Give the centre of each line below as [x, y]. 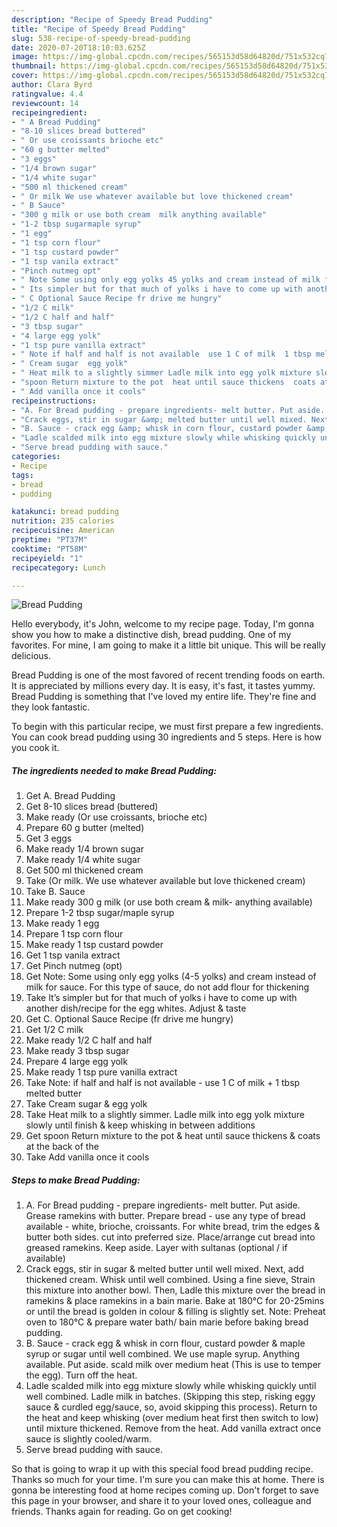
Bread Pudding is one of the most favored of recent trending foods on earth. [168, 675]
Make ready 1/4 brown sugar [84, 849]
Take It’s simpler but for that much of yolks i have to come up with [161, 998]
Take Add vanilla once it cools [87, 1157]
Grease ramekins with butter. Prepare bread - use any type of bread [165, 1216]
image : [25, 57]
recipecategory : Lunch [58, 567]
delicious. [31, 656]
